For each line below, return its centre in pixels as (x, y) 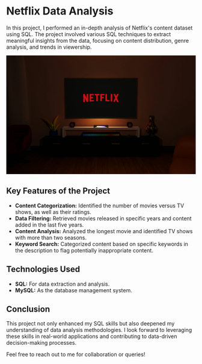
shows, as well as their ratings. (53, 212)
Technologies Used (43, 269)
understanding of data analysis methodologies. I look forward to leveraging (99, 330)
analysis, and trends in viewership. (49, 47)
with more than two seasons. (51, 237)
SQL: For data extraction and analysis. (62, 284)
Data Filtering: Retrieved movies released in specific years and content (103, 218)
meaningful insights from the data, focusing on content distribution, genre (98, 40)
